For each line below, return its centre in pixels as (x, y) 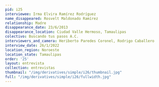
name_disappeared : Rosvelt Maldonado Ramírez (51, 18)
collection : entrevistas (30, 68)
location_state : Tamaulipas (33, 54)
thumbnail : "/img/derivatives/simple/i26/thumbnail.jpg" (64, 72)
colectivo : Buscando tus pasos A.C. (42, 37)
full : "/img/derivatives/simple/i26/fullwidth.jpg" (58, 77)
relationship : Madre (26, 23)
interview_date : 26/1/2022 (32, 45)
